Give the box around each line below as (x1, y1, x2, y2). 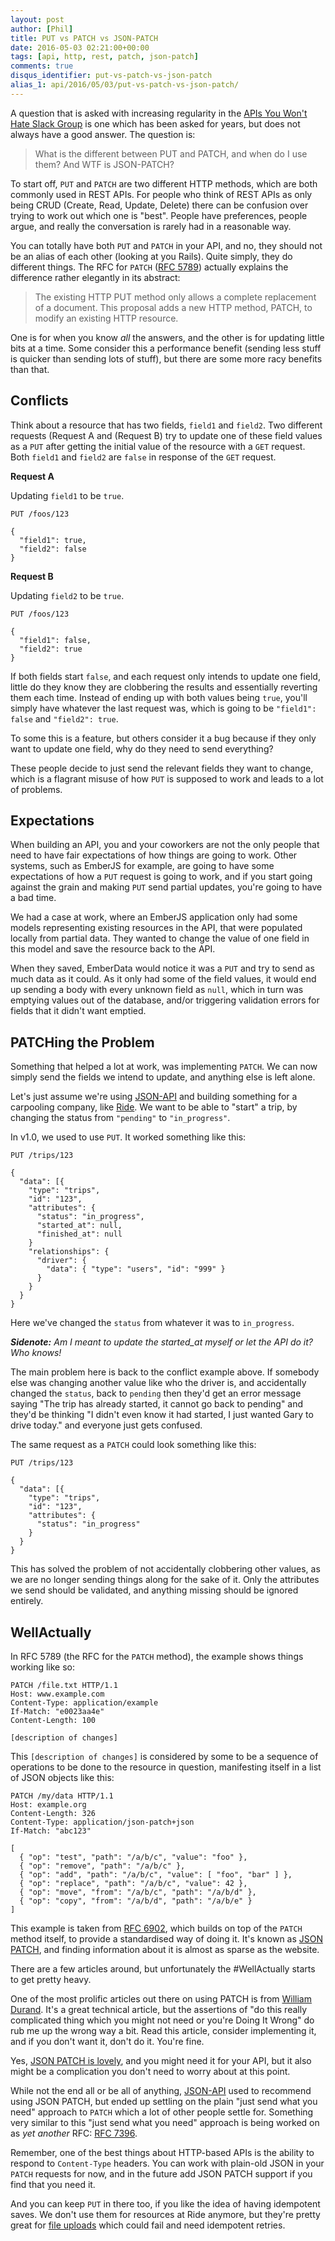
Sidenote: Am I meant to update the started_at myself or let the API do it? (10, 1336, 313, 1348)
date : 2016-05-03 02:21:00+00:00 (10, 42, 150, 53)
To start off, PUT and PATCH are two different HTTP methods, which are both (10, 177, 318, 190)
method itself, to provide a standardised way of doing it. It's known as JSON (10, 1933, 324, 1945)
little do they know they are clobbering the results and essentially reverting (10, 681, 318, 693)
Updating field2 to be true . (10, 589, 125, 601)
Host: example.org (10, 1800, 87, 1810)
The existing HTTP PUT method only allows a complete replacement (34, 291, 317, 303)
